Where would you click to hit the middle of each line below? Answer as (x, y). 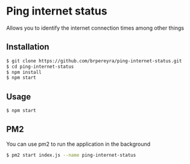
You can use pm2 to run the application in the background (78, 144)
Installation (28, 47)
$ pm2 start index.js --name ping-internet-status (71, 155)
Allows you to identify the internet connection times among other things (95, 28)
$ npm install (24, 72)
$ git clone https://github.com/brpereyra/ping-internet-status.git (94, 61)
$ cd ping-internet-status (40, 67)
